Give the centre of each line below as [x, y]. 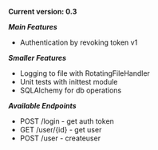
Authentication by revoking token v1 [79, 42]
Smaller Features [37, 58]
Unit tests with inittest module [69, 82]
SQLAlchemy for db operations [71, 90]
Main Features [33, 27]
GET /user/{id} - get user [61, 130]
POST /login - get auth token [67, 121]
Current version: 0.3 [43, 12]
